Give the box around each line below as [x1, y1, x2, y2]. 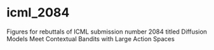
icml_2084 [6, 5, 70, 21]
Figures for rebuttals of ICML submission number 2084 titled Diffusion [6, 27, 208, 36]
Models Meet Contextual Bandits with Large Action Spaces [6, 34, 175, 42]
